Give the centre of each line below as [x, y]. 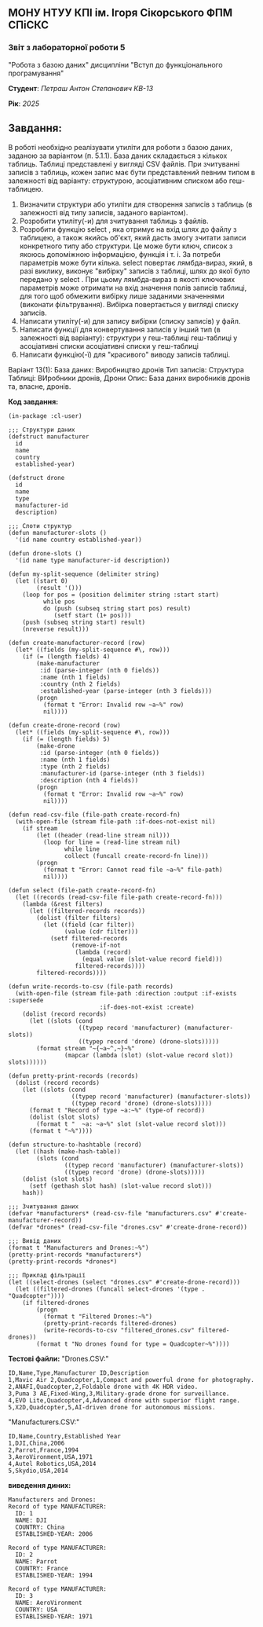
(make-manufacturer [68, 663]
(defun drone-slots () [45, 553]
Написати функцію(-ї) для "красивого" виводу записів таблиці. [125, 354]
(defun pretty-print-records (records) [73, 1076]
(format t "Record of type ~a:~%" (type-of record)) [117, 1110]
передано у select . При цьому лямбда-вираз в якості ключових [127, 279]
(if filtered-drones [56, 1303]
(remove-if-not [96, 945]
